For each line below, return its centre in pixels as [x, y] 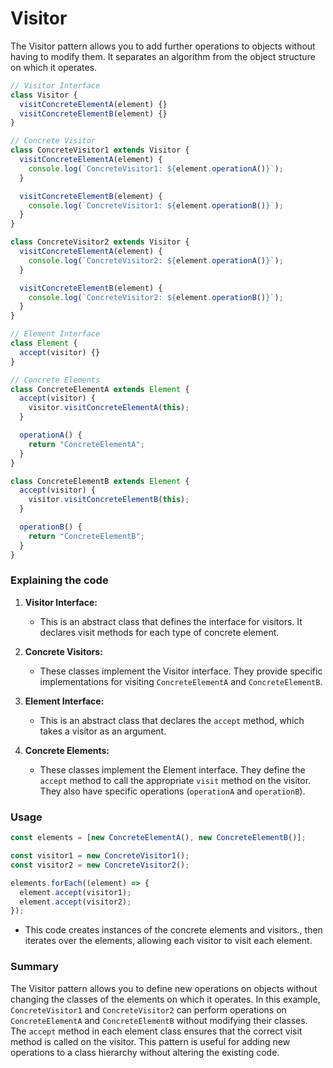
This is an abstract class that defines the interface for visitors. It [171, 621]
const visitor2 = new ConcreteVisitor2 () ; [100, 865]
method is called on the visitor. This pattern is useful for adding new [150, 1041]
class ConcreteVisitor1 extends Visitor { [100, 150]
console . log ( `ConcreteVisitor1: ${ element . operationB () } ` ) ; [156, 205]
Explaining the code [59, 580]
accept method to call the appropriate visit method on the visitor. [175, 780]
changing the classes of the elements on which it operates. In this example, [165, 999]
